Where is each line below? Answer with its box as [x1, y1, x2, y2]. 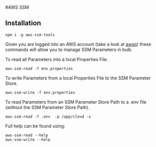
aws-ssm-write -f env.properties [5, 90, 75, 95]
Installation [5, 19, 41, 27]
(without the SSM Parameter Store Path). [5, 104, 90, 110]
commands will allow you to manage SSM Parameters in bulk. [5, 46, 133, 53]
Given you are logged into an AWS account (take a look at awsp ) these [5, 41, 151, 47]
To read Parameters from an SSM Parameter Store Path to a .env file [5, 99, 147, 105]
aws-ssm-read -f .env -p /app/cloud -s [5, 114, 92, 119]
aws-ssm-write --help [5, 137, 51, 142]
